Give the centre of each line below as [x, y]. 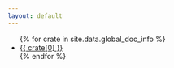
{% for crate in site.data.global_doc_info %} [92, 39]
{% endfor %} [43, 56]
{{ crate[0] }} [41, 47]
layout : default [35, 16]
